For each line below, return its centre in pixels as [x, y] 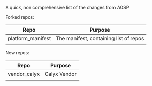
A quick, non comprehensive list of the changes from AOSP [67, 7]
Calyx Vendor [61, 74]
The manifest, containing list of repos [100, 38]
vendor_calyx [24, 74]
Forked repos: [20, 17]
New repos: [17, 53]
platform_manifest [29, 38]
